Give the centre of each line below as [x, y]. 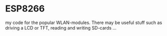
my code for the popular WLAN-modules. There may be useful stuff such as [84, 22]
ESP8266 [25, 9]
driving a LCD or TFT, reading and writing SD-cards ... [61, 27]
